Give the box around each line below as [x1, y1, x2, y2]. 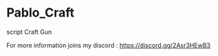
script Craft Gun [6, 28, 52, 36]
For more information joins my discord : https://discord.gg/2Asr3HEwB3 [6, 41, 211, 49]
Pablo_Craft [6, 5, 75, 21]
